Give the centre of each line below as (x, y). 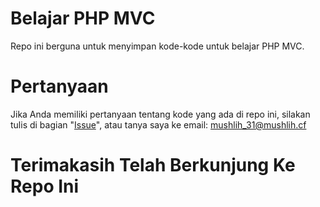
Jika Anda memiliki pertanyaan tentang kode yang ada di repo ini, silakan (160, 114)
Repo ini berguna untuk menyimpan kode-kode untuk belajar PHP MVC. (157, 46)
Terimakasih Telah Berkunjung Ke (153, 165)
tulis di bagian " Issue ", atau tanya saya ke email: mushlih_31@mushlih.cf (158, 124)
